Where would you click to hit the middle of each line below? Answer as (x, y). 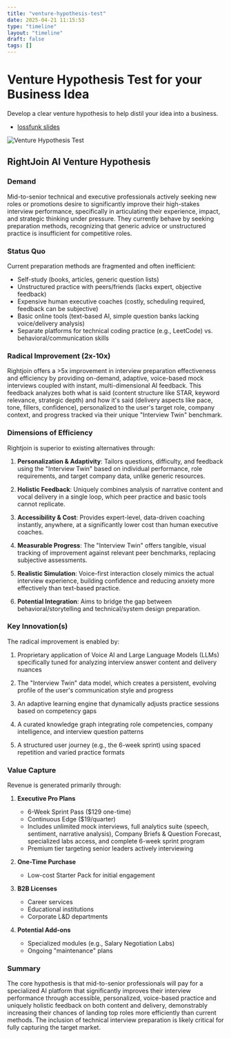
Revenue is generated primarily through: (64, 785)
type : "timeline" (32, 26)
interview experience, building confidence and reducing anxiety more (116, 581)
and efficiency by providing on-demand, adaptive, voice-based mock (106, 378)
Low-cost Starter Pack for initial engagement (91, 875)
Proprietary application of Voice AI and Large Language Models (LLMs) (118, 655)
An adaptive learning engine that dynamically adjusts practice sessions (118, 703)
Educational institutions (61, 909)
